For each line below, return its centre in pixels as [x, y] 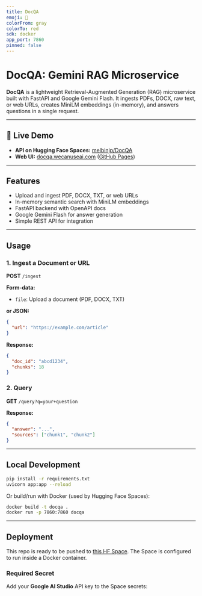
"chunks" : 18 [28, 367]
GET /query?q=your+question [42, 401]
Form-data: [21, 288]
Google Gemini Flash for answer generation [69, 215]
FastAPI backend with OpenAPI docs [60, 208]
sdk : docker [21, 34]
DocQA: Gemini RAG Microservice [93, 75]
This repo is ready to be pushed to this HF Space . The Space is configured [99, 551]
